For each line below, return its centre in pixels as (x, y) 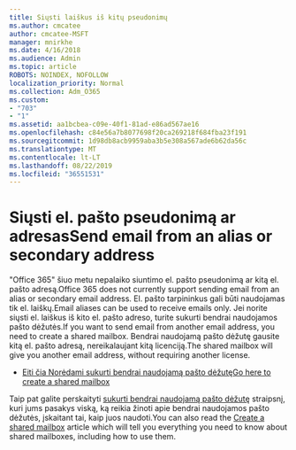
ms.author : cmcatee (45, 26)
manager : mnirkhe (41, 42)
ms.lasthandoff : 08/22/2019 (61, 166)
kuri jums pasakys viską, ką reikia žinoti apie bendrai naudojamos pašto (139, 408)
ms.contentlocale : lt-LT (55, 157)
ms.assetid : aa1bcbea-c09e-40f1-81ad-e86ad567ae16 (104, 125)
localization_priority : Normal (67, 83)
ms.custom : (29, 100)
